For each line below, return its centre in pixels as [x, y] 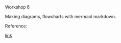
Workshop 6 [17, 7]
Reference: [16, 26]
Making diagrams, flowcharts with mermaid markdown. [60, 16]
